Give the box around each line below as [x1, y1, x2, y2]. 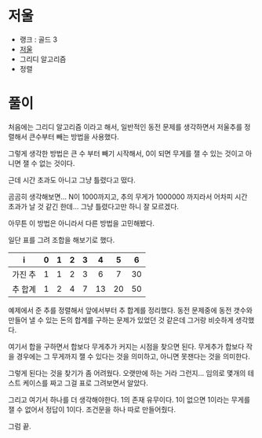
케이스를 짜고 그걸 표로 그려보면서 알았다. [22, 378, 149, 388]
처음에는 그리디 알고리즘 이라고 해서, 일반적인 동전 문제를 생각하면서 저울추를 [8, 122, 243, 131]
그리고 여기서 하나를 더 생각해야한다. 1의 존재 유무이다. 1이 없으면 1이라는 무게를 [8, 395, 251, 404]
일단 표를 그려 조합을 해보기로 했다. [8, 235, 115, 245]
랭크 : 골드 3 [19, 35, 57, 44]
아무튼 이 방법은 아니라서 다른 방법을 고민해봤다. [8, 218, 155, 228]
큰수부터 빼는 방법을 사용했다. [28, 131, 119, 142]
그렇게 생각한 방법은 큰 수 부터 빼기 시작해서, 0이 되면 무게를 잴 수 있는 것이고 [8, 149, 245, 158]
